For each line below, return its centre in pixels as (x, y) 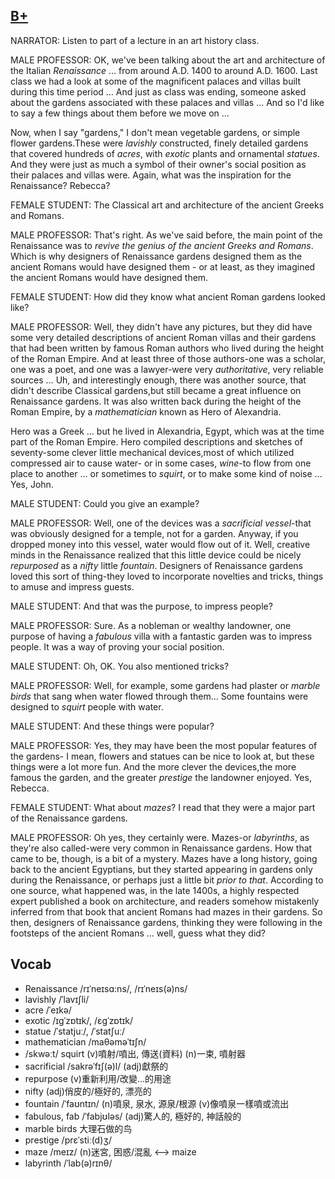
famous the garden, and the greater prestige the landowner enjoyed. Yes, (161, 777)
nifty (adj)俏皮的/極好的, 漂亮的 (88, 1091)
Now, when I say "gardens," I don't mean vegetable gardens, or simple (155, 132)
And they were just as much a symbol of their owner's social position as (158, 164)
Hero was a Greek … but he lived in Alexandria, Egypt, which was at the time (167, 431)
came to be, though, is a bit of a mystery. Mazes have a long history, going (164, 858)
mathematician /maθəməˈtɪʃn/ (85, 1041)
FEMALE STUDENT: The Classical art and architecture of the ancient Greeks (167, 205)
